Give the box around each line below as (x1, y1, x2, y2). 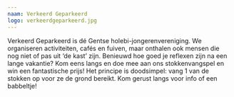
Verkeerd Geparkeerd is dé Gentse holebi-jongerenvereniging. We (7, 36, 202, 45)
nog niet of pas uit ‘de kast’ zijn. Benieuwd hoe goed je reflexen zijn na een (7, 51, 228, 60)
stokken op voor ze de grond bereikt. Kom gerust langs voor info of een (7, 74, 218, 82)
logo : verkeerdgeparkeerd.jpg (7, 17, 98, 24)
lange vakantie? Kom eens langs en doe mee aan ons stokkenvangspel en (7, 59, 225, 67)
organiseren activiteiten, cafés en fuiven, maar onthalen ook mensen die (7, 44, 220, 52)
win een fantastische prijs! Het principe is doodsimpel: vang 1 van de (7, 67, 209, 75)
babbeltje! (7, 81, 37, 90)
